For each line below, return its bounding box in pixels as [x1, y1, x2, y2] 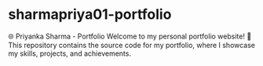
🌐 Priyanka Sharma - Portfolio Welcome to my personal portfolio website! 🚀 [8, 31, 252, 41]
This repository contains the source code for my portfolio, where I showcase [8, 40, 256, 49]
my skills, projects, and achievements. [8, 49, 132, 58]
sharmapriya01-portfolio [8, 5, 172, 24]
